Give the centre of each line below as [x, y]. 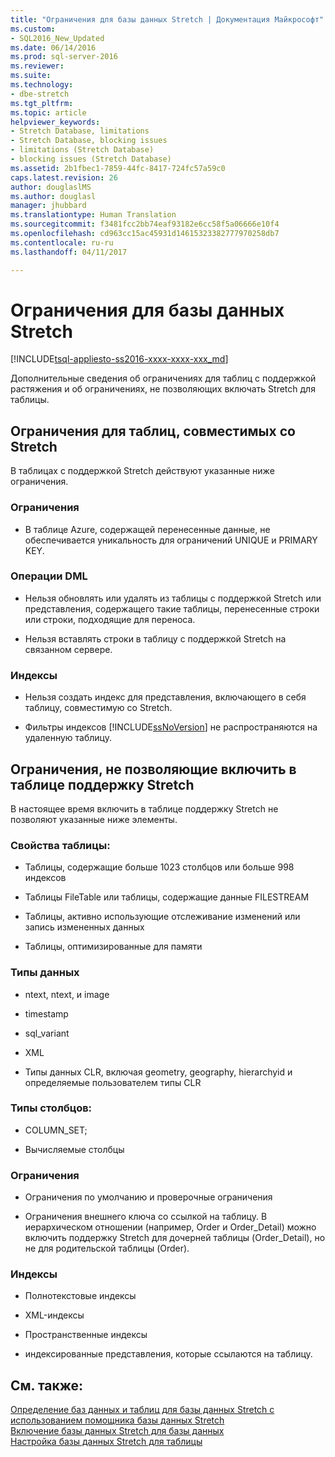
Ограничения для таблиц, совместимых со [153, 431]
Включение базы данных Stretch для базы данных [117, 1431]
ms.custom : [33, 29]
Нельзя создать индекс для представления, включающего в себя [165, 697]
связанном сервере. [68, 649]
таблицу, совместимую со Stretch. [98, 708]
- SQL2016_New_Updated [57, 38]
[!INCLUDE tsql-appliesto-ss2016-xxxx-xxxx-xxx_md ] [119, 359]
